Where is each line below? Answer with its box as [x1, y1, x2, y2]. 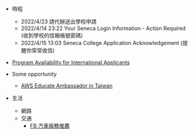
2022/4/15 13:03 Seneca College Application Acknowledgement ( [20, 40, 183, 46]
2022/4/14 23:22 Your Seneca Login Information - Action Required [20, 25, 186, 32]
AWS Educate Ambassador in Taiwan [20, 82, 113, 89]
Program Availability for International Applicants [11, 59, 130, 66]
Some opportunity [11, 71, 57, 77]
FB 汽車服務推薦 [29, 122, 70, 129]
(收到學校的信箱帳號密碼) [20, 32, 83, 39]
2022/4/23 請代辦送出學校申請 [20, 18, 97, 25]
